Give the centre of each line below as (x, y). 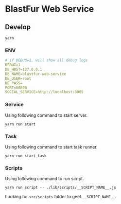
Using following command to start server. (46, 115)
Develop (18, 27)
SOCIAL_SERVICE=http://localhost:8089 (44, 92)
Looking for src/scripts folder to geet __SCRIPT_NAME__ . (61, 197)
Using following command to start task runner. (52, 147)
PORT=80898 (16, 88)
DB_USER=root (18, 78)
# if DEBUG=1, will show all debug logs (47, 60)
